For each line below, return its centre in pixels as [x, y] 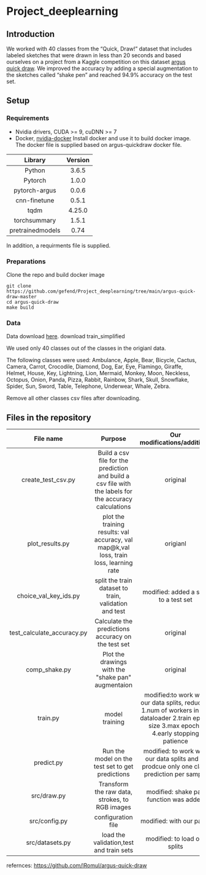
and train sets [114, 850]
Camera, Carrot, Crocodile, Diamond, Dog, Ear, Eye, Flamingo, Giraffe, [95, 366]
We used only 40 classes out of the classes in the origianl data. [86, 348]
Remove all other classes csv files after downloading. [74, 398]
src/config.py [48, 821]
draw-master [21, 296]
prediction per [164, 774]
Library [35, 160]
